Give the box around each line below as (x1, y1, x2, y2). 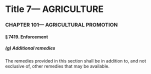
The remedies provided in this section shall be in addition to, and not (5, 57, 146, 63)
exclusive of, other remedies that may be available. (5, 63, 110, 69)
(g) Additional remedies (5, 45, 55, 51)
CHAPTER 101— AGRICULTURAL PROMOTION (5, 21, 118, 28)
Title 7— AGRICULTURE (5, 3, 104, 15)
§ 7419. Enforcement (5, 33, 48, 39)
